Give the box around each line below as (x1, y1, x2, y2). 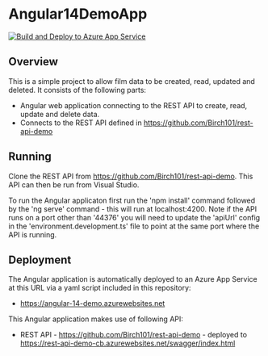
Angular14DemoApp (8, 5, 148, 23)
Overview (8, 55, 59, 69)
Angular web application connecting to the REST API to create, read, (19, 100, 248, 110)
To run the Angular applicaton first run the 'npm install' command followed (8, 195, 256, 205)
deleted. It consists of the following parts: (8, 85, 147, 94)
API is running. (8, 229, 57, 239)
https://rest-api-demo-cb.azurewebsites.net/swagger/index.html (19, 338, 236, 348)
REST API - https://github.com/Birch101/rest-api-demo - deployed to (19, 330, 248, 340)
